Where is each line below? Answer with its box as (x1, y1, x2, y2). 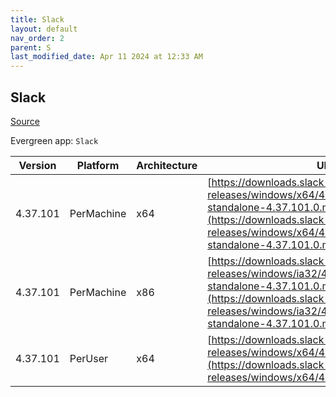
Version (18, 158, 57, 172)
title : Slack (10, 14, 65, 25)
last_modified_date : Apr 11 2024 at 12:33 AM (10, 52, 203, 62)
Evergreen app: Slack (10, 134, 99, 146)
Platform (76, 158, 120, 172)
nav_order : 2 (10, 33, 65, 43)
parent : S (10, 42, 52, 53)
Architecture (136, 158, 198, 172)
